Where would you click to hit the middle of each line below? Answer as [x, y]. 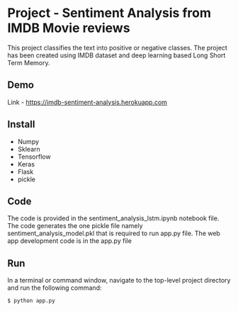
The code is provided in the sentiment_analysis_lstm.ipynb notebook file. [113, 218]
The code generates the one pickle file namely [75, 226]
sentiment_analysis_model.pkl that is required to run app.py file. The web [114, 233]
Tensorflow [34, 157]
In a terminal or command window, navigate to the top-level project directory [119, 281]
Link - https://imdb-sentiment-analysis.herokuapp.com [87, 102]
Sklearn [29, 149]
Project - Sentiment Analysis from [109, 13]
